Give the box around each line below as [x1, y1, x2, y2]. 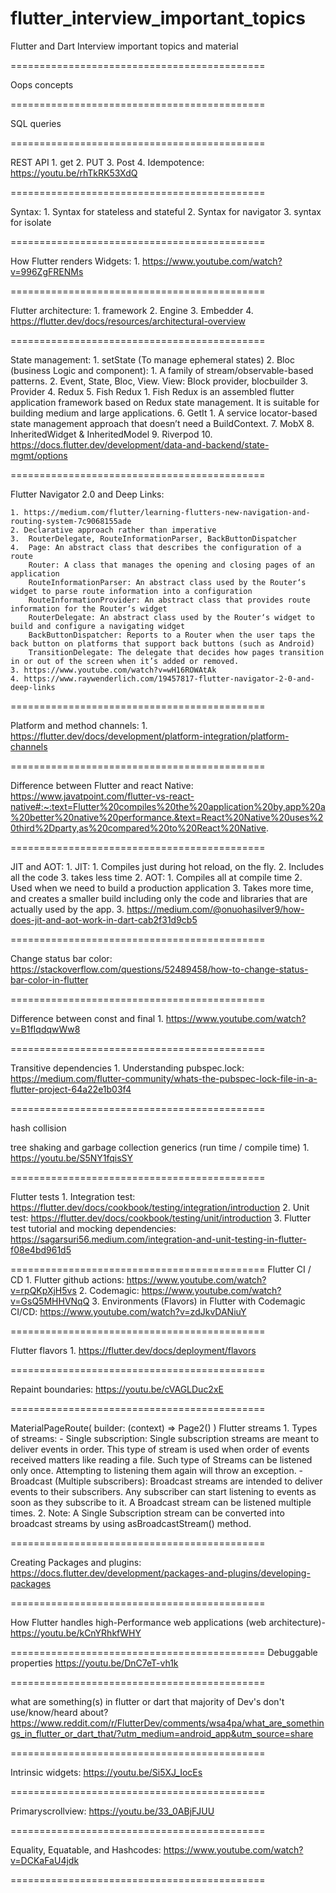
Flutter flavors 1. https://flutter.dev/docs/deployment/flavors [10, 1344, 257, 1356]
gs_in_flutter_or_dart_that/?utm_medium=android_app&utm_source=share [10, 1727, 314, 1739]
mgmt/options [10, 449, 68, 461]
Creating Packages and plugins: [10, 1556, 142, 1568]
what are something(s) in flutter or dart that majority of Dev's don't [10, 1695, 285, 1707]
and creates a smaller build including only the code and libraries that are [10, 892, 308, 904]
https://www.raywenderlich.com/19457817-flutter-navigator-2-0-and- [23, 673, 315, 684]
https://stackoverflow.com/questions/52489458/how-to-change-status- [10, 963, 309, 975]
